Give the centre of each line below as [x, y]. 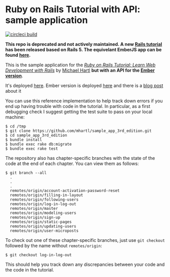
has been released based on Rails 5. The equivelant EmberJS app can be [83, 49]
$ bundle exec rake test [32, 149]
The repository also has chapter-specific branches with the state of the [80, 158]
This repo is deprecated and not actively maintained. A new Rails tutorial [84, 44]
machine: [15, 117]
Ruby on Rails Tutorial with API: [73, 9]
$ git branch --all [26, 173]
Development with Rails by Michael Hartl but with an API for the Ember [80, 70]
